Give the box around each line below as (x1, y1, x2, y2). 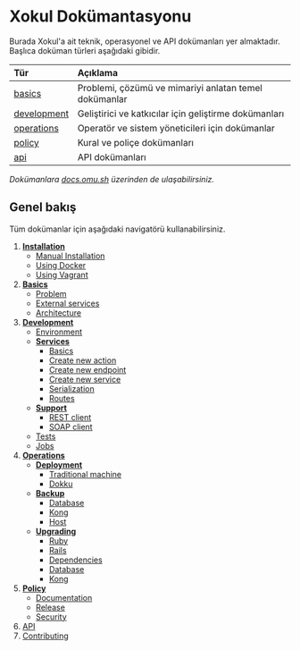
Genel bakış (9, 199, 77, 215)
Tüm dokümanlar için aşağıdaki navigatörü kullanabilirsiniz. (9, 224, 226, 234)
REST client (48, 411, 92, 422)
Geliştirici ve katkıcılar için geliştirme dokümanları (77, 107, 285, 120)
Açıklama (77, 66, 119, 79)
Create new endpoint (48, 364, 127, 375)
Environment (35, 326, 83, 337)
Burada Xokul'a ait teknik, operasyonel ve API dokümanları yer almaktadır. (9, 36, 280, 46)
